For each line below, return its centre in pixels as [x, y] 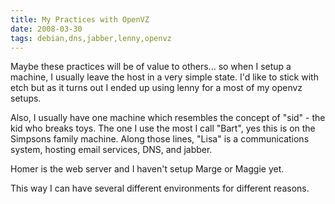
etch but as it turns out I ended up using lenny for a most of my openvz [156, 88]
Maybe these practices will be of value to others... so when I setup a [151, 67]
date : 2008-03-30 [46, 29]
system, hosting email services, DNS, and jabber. [111, 150]
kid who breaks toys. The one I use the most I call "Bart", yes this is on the [163, 128]
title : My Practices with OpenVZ [80, 19]
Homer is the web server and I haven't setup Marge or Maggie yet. [147, 169]
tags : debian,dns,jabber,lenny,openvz [91, 38]
